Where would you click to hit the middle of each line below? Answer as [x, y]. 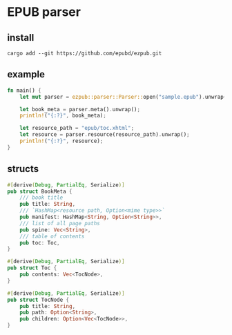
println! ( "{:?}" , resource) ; [61, 141]
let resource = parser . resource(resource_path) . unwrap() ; [105, 135]
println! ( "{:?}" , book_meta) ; [63, 116]
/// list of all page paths [60, 223]
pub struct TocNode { [38, 300]
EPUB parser [44, 12]
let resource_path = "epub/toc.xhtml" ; [77, 128]
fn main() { [24, 90]
